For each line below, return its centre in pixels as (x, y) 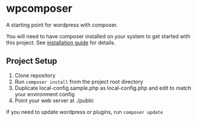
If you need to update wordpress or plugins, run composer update (85, 112)
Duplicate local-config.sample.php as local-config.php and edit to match (103, 88)
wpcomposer (39, 9)
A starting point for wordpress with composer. (62, 25)
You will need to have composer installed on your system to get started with (98, 36)
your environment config (45, 94)
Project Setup (32, 61)
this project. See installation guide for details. (61, 42)
